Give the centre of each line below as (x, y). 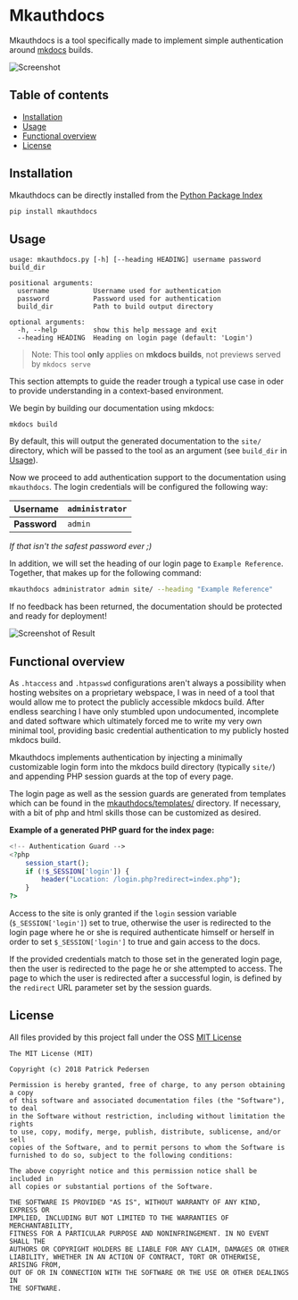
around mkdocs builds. (51, 49)
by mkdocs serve (61, 364)
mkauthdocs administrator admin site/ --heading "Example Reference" (141, 590)
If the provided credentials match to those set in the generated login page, (146, 959)
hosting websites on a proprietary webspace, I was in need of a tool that (142, 692)
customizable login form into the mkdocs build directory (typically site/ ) (142, 766)
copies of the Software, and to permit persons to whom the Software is (147, 1147)
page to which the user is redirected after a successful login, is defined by (146, 978)
